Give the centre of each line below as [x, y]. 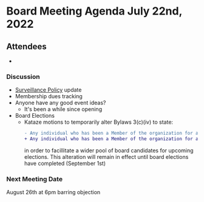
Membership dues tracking [49, 96]
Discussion [23, 76]
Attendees [26, 46]
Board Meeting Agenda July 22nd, [94, 11]
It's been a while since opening [63, 109]
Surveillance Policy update [48, 90]
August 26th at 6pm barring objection [53, 192]
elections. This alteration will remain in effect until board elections [106, 157]
